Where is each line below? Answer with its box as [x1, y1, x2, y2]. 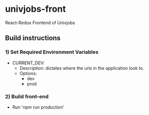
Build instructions [5, 34, 60, 42]
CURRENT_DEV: [12, 60, 45, 66]
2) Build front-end [5, 93, 49, 100]
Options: [19, 70, 37, 76]
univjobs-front [5, 3, 66, 15]
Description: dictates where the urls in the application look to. [19, 65, 144, 71]
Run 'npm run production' [12, 104, 64, 110]
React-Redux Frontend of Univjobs [5, 20, 75, 26]
